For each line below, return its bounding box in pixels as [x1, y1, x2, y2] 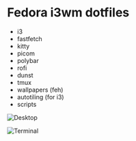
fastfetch [16, 34, 42, 42]
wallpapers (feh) [16, 86, 64, 94]
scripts [16, 100, 37, 108]
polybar [16, 56, 39, 64]
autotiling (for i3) [16, 92, 64, 101]
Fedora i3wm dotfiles [7, 5, 130, 21]
